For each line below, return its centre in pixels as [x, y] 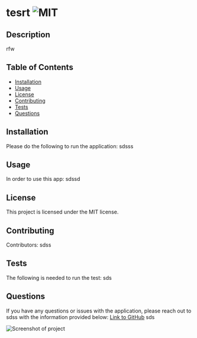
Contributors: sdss [29, 245]
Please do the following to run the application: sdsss [70, 146]
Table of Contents [40, 67]
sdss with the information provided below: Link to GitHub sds [80, 317]
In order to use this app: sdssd [43, 179]
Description [28, 35]
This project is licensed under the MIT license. [62, 212]
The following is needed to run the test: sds [59, 278]
